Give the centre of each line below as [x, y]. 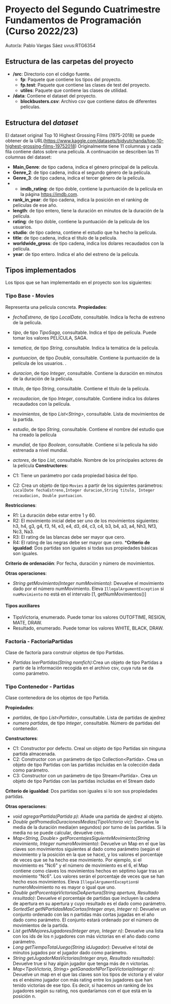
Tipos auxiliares [22, 606]
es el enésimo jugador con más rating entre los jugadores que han [82, 980]
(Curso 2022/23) [42, 31]
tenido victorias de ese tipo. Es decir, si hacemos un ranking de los [83, 986]
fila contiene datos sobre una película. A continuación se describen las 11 [82, 151]
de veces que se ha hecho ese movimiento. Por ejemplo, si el [77, 860]
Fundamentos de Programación [73, 20]
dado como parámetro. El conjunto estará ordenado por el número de [86, 920]
